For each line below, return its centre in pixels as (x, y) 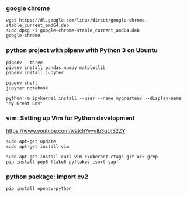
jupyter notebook (27, 88)
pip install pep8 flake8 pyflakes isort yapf (62, 162)
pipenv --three (25, 63)
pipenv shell (22, 83)
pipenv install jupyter (35, 72)
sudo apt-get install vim (37, 146)
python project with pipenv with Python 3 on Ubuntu (82, 50)
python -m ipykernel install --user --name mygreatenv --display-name (94, 98)
